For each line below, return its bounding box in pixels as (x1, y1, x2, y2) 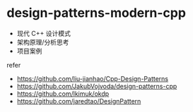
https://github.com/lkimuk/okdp (16, 89, 110, 98)
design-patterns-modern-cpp (6, 5, 187, 21)
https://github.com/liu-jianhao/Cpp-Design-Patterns (16, 74, 169, 82)
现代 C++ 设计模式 (16, 29, 71, 37)
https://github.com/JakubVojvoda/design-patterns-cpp (16, 82, 177, 90)
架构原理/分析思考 (16, 37, 69, 46)
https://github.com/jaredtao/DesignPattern (16, 97, 141, 105)
